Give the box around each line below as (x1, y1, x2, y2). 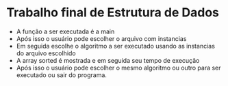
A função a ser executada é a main (16, 27, 115, 35)
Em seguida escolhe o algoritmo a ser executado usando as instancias (16, 42, 215, 50)
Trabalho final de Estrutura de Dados (6, 5, 220, 20)
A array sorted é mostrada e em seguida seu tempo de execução (16, 56, 200, 64)
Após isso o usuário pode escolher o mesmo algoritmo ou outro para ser (16, 63, 221, 72)
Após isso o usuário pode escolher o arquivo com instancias (16, 34, 187, 42)
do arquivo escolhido (16, 49, 76, 57)
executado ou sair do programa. (16, 70, 107, 79)
